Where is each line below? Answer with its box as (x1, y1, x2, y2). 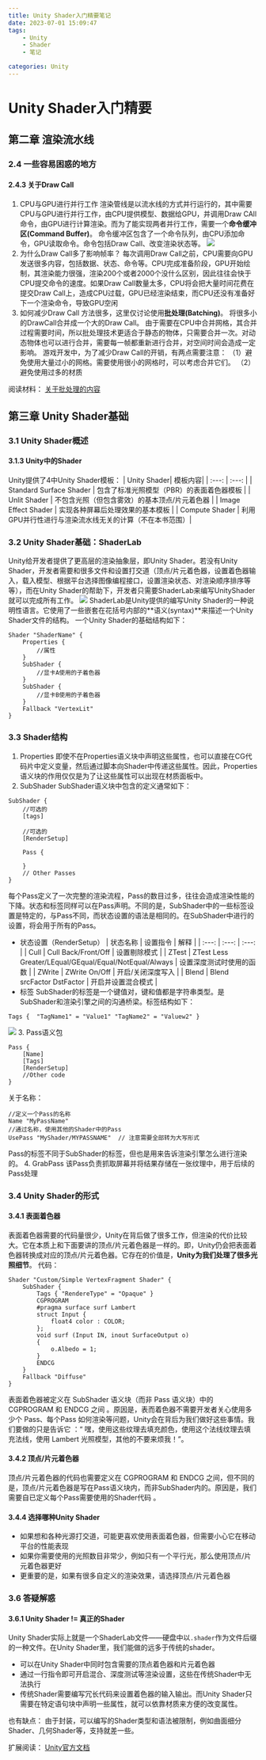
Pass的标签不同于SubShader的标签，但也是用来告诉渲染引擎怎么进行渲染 (8, 1149, 248, 1158)
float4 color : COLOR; (50, 1317, 126, 1325)
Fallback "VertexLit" (22, 705, 93, 713)
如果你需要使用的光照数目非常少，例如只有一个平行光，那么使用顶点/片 (19, 1551, 252, 1560)
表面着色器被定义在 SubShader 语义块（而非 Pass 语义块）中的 (8, 1394, 214, 1404)
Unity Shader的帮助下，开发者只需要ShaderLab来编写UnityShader (39, 586, 256, 595)
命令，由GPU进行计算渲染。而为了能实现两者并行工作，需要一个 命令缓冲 (19, 219, 257, 228)
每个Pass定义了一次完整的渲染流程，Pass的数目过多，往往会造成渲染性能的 (8, 891, 255, 900)
